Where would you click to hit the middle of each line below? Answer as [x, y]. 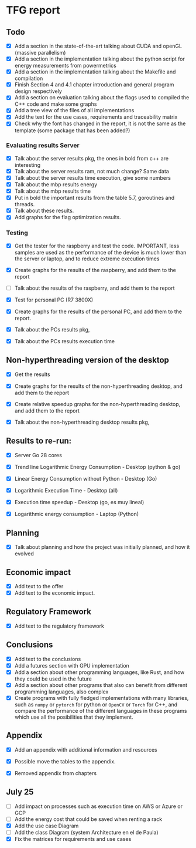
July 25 [20, 792]
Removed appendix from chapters [56, 773]
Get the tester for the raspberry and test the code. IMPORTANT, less [97, 246]
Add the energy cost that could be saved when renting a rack [88, 819]
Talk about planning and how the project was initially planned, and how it [102, 547]
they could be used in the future [53, 679]
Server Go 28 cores [38, 455]
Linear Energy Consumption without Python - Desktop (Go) [86, 479]
